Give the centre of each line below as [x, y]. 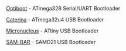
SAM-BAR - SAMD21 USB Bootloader [51, 42]
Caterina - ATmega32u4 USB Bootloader [55, 19]
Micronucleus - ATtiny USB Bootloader [52, 31]
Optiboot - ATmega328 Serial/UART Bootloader [63, 8]
